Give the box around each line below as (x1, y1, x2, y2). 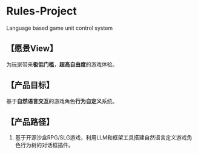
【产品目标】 (6, 80, 54, 90)
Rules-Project (6, 4, 77, 18)
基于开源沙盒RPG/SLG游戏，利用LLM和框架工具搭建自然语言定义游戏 (15, 134, 187, 141)
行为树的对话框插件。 (20, 141, 74, 149)
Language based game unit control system (6, 24, 113, 32)
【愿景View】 (6, 44, 58, 54)
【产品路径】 (6, 116, 54, 127)
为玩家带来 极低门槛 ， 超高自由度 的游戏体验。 (6, 61, 118, 68)
